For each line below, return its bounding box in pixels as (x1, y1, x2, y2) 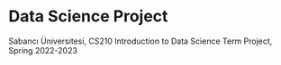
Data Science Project (8, 6, 168, 27)
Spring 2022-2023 (8, 45, 78, 55)
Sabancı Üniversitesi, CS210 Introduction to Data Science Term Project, (8, 36, 273, 46)
